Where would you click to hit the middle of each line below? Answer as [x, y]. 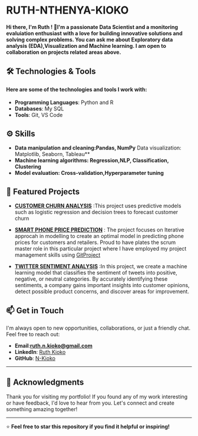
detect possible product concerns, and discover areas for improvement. [102, 291]
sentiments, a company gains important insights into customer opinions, [102, 285]
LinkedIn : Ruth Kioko [40, 352]
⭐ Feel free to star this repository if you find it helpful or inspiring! [88, 427]
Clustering [28, 167]
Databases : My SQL [39, 109]
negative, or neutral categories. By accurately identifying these [91, 279]
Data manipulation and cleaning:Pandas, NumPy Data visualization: [98, 148]
